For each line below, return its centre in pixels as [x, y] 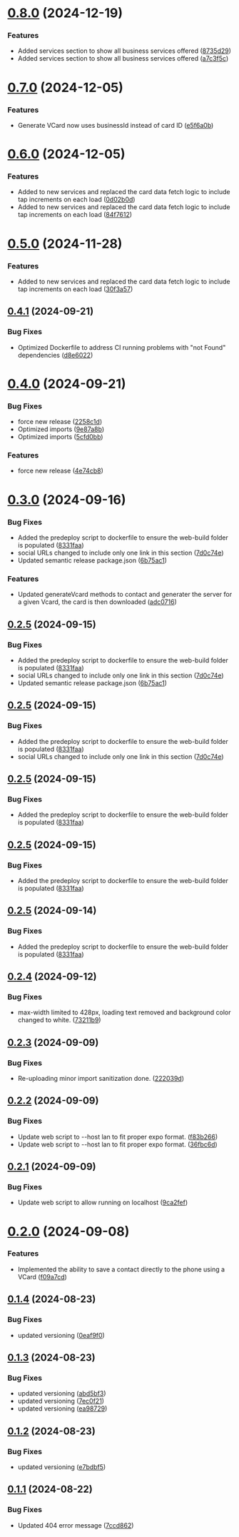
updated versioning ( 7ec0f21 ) [61, 1401]
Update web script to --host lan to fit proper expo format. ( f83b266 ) [118, 1137]
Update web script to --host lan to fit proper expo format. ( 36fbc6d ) [117, 1144]
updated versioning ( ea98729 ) [62, 1409]
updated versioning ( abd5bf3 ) [62, 1394]
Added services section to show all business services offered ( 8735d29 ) [124, 51]
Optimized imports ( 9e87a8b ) [61, 429]
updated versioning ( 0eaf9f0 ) [61, 1335]
